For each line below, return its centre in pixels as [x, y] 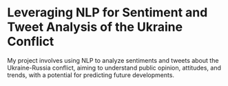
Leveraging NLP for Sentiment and [107, 13]
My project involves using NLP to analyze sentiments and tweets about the [113, 60]
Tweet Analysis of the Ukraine [95, 27]
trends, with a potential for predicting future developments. [91, 75]
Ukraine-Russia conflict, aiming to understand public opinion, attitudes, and [114, 68]
